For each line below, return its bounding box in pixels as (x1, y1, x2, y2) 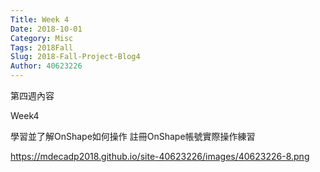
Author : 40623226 (10, 61, 83, 71)
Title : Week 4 (10, 14, 70, 25)
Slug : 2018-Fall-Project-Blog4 (10, 52, 141, 62)
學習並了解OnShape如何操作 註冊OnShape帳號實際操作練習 (10, 131, 256, 142)
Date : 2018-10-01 (10, 24, 83, 34)
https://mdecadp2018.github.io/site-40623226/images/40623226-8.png (10, 151, 310, 162)
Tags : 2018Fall (10, 42, 74, 53)
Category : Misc (10, 33, 74, 43)
